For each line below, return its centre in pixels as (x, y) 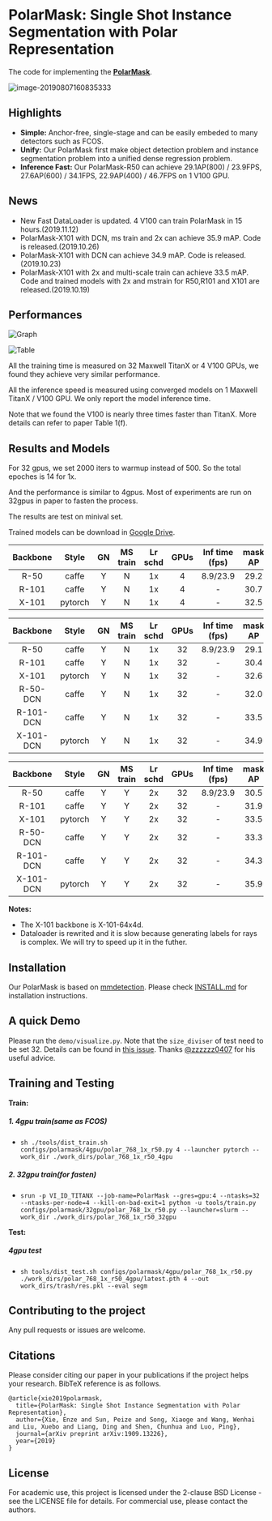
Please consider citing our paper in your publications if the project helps (129, 1375)
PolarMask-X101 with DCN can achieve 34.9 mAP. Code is (117, 255)
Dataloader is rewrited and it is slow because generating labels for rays (138, 934)
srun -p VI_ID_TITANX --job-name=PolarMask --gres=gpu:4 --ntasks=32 (140, 1196)
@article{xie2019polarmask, (56, 1399)
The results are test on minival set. (66, 517)
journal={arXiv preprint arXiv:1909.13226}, (92, 1434)
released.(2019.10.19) (55, 289)
